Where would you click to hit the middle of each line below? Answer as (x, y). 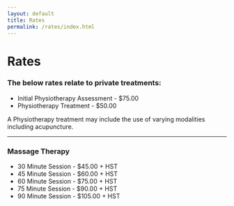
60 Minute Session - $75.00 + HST (67, 182)
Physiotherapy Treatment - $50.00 (67, 105)
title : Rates (26, 20)
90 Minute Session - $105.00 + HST (69, 196)
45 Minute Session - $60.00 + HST (68, 174)
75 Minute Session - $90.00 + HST (67, 189)
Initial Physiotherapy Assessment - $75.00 (78, 98)
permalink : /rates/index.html (51, 27)
